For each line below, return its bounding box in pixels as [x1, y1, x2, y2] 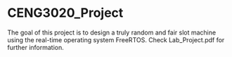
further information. [7, 43, 65, 51]
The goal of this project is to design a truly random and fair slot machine [7, 28, 217, 37]
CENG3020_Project [7, 5, 124, 21]
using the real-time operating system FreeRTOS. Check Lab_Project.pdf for [7, 35, 225, 44]
